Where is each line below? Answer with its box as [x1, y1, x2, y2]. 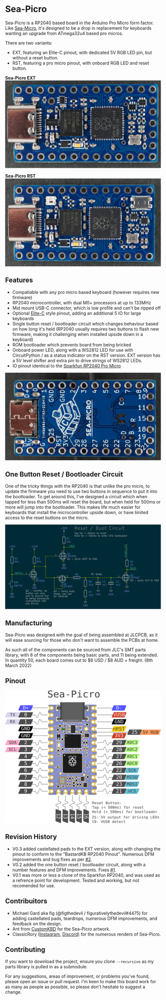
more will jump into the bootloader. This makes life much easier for [5, 504, 141, 510]
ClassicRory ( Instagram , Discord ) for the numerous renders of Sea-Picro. [12, 931, 161, 937]
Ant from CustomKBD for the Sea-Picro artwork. [12, 926, 111, 932]
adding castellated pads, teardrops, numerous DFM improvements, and [12, 915, 158, 921]
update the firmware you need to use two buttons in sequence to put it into [5, 488, 158, 494]
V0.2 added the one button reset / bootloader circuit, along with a [12, 861, 146, 867]
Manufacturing [5, 619, 52, 627]
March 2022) [5, 663, 32, 668]
